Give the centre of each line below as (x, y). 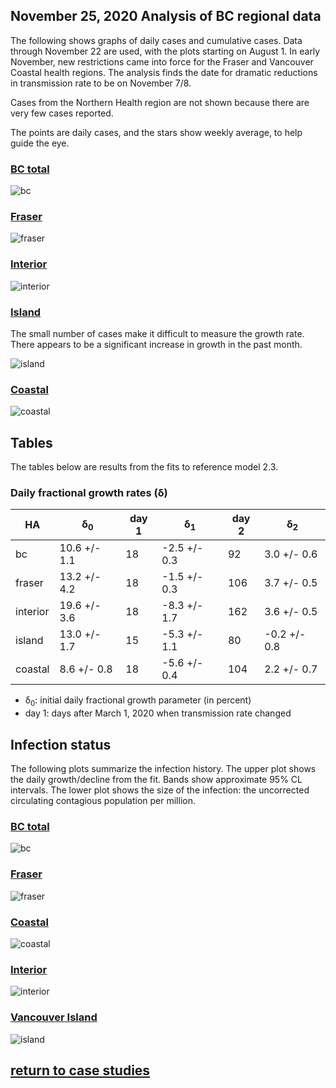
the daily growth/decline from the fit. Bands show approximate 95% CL (156, 780)
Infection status (61, 744)
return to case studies (80, 1070)
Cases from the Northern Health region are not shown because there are (160, 102)
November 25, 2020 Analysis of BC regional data (166, 16)
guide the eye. (40, 143)
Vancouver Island (54, 1017)
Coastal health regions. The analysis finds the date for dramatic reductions (164, 72)
